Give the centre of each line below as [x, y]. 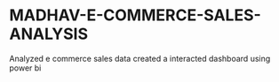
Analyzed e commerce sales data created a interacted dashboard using [140, 58]
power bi [25, 68]
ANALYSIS [49, 34]
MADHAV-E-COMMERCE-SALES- [136, 15]
